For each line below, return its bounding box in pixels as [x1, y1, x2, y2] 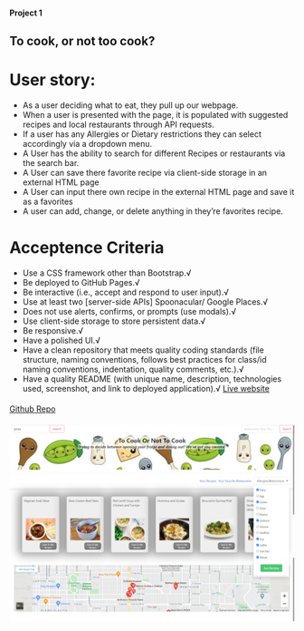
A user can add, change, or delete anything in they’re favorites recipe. [22, 205, 283, 217]
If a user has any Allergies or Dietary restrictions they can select [22, 128, 262, 140]
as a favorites [22, 196, 74, 207]
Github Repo [9, 403, 56, 414]
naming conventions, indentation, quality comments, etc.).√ [22, 364, 244, 374]
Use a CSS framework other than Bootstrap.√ [22, 267, 192, 278]
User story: [9, 70, 96, 91]
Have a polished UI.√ [22, 335, 101, 345]
